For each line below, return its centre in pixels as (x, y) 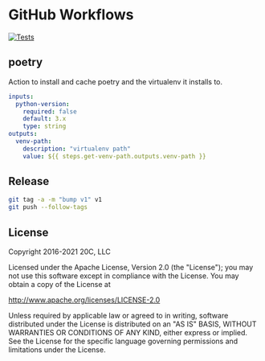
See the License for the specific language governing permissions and (123, 341)
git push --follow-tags (48, 207)
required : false (50, 111)
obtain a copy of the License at (59, 284)
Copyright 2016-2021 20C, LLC (59, 252)
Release (29, 181)
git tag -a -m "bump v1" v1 (55, 200)
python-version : (43, 104)
